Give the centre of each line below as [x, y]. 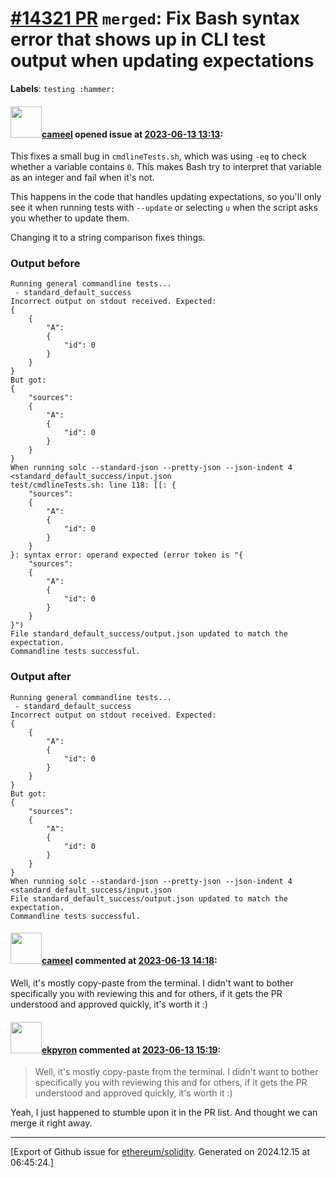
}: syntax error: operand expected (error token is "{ [127, 555]
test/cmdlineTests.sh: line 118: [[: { [93, 485]
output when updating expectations [162, 61]
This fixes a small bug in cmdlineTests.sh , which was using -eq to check [158, 156]
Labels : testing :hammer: [63, 88]
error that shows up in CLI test [138, 39]
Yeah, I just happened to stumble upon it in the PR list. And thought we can [164, 1113]
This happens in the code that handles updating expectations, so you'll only [166, 197]
